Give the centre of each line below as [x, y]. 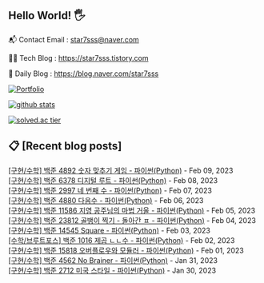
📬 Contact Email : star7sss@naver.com [74, 39]
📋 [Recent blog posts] [65, 146]
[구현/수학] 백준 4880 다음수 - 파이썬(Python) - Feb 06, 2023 [106, 200]
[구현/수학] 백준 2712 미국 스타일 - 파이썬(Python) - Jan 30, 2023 [112, 270]
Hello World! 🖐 [47, 16]
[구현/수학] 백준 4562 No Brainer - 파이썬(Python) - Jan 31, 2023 [113, 260]
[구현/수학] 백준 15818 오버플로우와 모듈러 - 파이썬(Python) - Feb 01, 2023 [126, 250]
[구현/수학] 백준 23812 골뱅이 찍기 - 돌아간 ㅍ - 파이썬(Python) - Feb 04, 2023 [132, 220]
